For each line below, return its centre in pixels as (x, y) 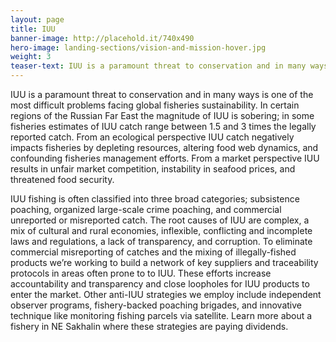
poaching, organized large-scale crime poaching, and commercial (146, 209)
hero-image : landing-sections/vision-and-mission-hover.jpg (138, 47)
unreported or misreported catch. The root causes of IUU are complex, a (160, 220)
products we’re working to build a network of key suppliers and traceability (164, 262)
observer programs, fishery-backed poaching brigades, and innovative (156, 305)
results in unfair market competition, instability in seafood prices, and (153, 169)
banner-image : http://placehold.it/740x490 (102, 38)
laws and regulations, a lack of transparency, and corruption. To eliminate (161, 241)
